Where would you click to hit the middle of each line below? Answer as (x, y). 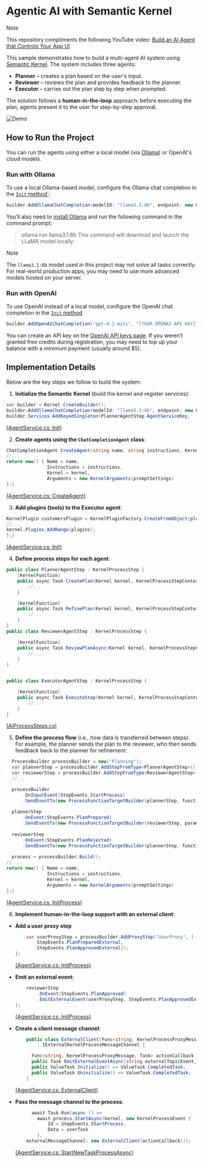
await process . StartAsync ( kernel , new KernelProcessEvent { (114, 1118)
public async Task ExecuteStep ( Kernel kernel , (77, 697)
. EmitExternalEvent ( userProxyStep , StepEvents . (98, 999)
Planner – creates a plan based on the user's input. (79, 76)
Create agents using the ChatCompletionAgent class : (80, 439)
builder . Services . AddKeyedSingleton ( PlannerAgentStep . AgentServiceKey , (98, 416)
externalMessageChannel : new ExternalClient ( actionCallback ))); (109, 1141)
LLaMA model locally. (48, 241)
